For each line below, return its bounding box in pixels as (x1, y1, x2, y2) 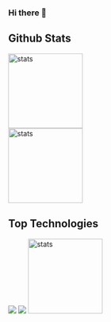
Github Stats (8, 32, 71, 45)
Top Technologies (8, 217, 99, 230)
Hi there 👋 (8, 7, 48, 18)
